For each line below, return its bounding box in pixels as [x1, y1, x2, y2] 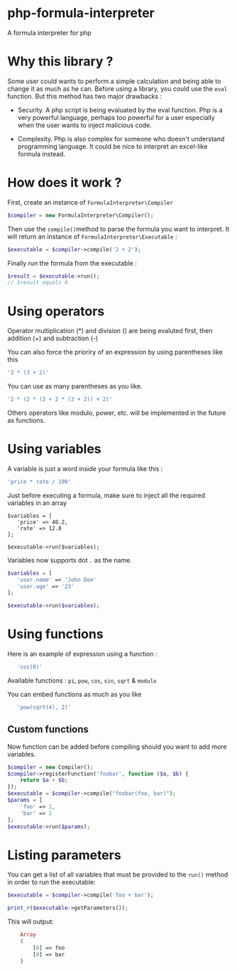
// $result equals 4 [7, 279, 69, 286]
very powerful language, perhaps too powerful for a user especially [17, 113, 215, 121]
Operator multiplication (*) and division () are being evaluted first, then [7, 327, 213, 335]
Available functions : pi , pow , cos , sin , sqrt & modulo [7, 676, 157, 685]
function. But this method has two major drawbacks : [7, 92, 162, 100]
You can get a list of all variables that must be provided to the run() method [7, 870, 228, 879]
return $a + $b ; [20, 776, 69, 784]
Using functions [7, 626, 104, 642]
